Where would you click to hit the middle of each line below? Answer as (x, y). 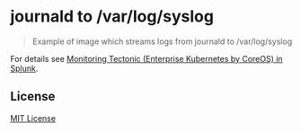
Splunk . (24, 68)
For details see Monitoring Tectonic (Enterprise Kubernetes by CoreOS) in (146, 58)
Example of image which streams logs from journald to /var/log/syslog (162, 41)
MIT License (33, 118)
